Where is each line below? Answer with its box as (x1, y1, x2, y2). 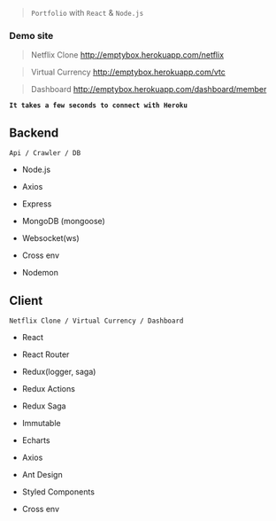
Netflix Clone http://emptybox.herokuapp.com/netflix (30, 50, 224, 60)
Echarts (21, 434, 50, 446)
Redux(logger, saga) (21, 366, 96, 377)
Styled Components (21, 486, 96, 497)
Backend (9, 125, 59, 140)
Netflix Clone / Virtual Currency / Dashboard (9, 316, 184, 325)
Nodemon (21, 268, 59, 278)
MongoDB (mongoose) (21, 216, 106, 227)
